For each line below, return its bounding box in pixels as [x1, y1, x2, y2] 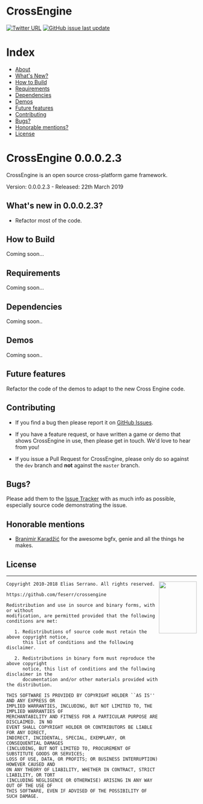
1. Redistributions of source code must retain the [14, 629, 147, 635]
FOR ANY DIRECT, [6, 729, 47, 735]
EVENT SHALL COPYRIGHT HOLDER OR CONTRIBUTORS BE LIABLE [6, 724, 153, 730]
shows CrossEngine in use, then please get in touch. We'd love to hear [14, 437, 191, 444]
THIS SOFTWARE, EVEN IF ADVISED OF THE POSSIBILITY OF [6, 788, 147, 794]
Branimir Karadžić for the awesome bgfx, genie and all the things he [14, 535, 184, 543]
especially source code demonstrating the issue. [6, 501, 127, 509]
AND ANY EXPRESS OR [6, 697, 56, 704]
